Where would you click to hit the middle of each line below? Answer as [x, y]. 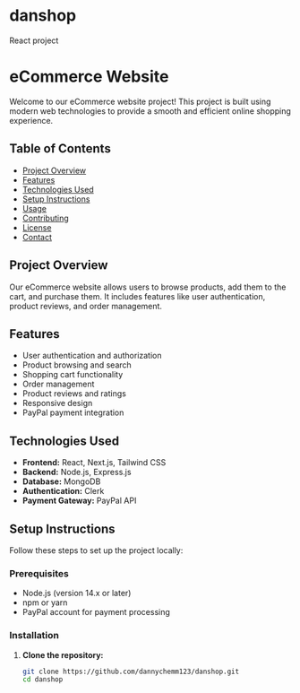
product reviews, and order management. [86, 306]
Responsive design [57, 403]
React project [34, 40]
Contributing [45, 218]
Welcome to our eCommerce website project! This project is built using [140, 101]
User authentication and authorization [92, 356]
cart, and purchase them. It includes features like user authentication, [137, 296]
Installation [34, 636]
